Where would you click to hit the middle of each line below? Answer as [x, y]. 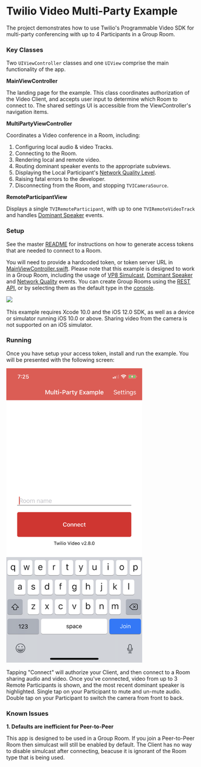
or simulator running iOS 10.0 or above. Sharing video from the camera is [97, 318]
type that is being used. [36, 757]
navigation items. [27, 112]
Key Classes [25, 49]
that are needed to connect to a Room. [54, 250]
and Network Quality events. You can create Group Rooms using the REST [98, 281]
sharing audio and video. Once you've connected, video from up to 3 [92, 678]
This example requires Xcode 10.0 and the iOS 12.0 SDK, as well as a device [101, 312]
